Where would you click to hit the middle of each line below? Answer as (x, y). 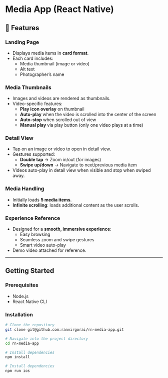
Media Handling (25, 188)
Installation (19, 314)
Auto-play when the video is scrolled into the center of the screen (88, 115)
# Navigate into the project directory (47, 339)
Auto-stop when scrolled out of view (58, 120)
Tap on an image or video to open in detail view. (62, 149)
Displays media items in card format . (50, 53)
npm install (17, 357)
